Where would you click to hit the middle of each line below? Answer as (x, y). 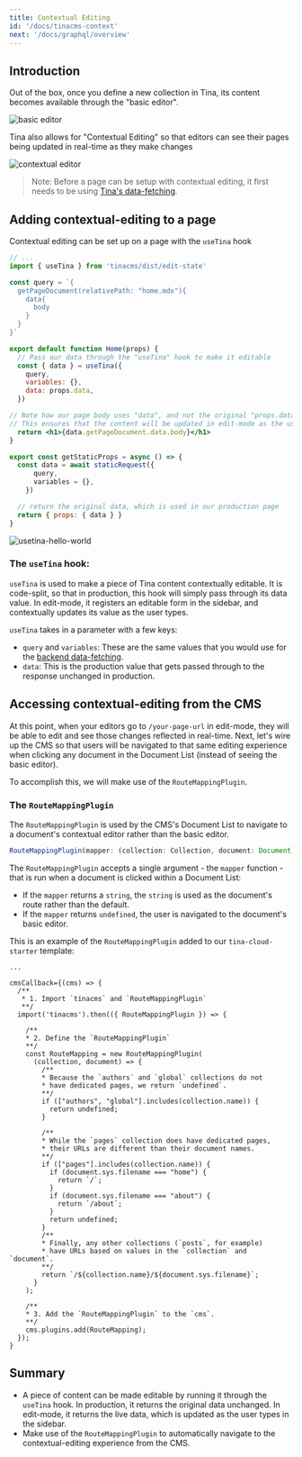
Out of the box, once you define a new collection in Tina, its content (135, 93)
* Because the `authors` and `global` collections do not (152, 1078)
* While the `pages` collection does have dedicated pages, (156, 1141)
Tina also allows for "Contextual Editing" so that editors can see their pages (149, 137)
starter (24, 952)
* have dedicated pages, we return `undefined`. (134, 1085)
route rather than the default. (76, 904)
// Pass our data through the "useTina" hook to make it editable (144, 357)
